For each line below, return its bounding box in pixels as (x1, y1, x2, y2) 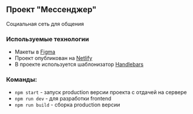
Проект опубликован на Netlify (14, 55, 93, 62)
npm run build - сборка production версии (14, 101, 120, 108)
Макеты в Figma (14, 48, 55, 55)
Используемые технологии (6, 35, 90, 43)
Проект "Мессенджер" (6, 5, 97, 15)
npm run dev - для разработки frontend (14, 95, 112, 102)
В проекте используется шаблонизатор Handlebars (14, 61, 143, 68)
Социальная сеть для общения (6, 20, 84, 27)
